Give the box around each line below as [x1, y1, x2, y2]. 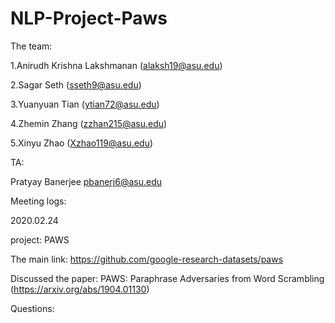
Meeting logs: [10, 195, 67, 207]
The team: [10, 40, 53, 52]
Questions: [10, 302, 55, 314]
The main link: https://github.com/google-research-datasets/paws [10, 253, 284, 265]
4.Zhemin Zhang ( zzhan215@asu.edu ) [10, 117, 168, 129]
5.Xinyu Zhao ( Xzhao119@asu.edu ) [10, 137, 154, 149]
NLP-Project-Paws [10, 7, 168, 30]
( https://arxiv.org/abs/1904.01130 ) [10, 283, 150, 295]
